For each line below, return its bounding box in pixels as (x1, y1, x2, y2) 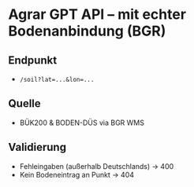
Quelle (8, 97, 41, 111)
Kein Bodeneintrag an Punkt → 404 (19, 170, 135, 179)
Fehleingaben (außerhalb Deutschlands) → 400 (19, 161, 174, 170)
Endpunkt (8, 53, 58, 67)
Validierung (8, 141, 67, 154)
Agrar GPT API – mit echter (8, 5, 187, 24)
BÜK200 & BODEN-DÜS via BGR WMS (19, 118, 144, 127)
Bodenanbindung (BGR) (8, 22, 166, 40)
